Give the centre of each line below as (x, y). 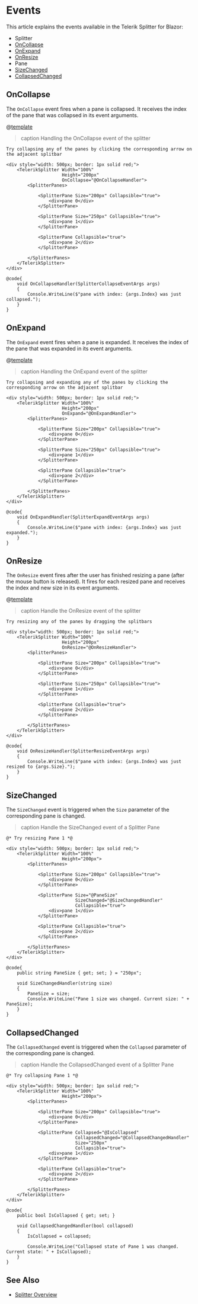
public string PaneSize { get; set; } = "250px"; (79, 973)
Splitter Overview (36, 1295)
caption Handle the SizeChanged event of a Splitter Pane (90, 828)
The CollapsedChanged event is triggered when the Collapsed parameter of (96, 1047)
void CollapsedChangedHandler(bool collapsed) (75, 1226)
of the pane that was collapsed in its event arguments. (72, 115)
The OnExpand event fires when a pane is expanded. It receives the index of (97, 342)
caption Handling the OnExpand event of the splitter (84, 371)
